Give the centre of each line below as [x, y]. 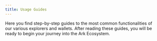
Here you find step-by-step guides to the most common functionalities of [79, 23]
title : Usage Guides [26, 9]
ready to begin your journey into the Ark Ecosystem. [57, 33]
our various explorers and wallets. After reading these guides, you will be [79, 28]
